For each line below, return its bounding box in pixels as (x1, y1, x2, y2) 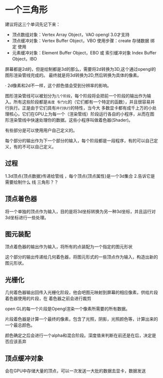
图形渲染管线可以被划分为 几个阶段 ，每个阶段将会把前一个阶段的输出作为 (5, 93, 147, 98)
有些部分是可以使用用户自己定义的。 (5, 127, 78, 133)
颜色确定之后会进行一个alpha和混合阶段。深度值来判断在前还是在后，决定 (5, 332, 152, 338)
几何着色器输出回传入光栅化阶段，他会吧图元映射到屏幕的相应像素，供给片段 (5, 289, 158, 296)
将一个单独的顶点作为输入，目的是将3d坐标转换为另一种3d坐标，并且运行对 (5, 208, 156, 214)
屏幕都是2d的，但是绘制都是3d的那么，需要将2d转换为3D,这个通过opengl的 (5, 66, 156, 72)
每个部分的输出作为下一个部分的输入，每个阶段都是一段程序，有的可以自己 (5, 138, 154, 143)
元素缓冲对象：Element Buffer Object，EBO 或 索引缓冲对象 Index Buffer (12, 49, 157, 56)
